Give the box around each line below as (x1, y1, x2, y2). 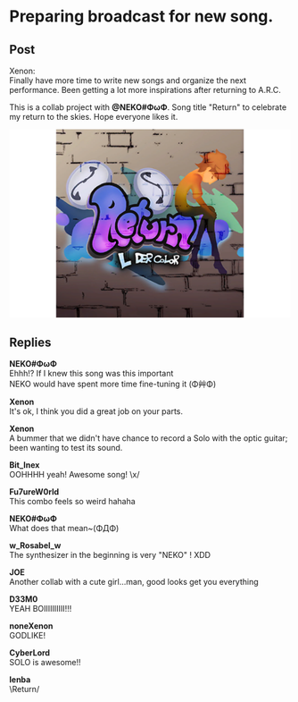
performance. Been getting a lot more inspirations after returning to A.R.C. (9, 85, 281, 95)
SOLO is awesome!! (9, 657, 82, 668)
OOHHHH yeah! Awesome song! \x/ (9, 469, 140, 480)
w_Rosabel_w (9, 540, 62, 551)
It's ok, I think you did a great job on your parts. (9, 406, 184, 417)
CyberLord (9, 647, 51, 658)
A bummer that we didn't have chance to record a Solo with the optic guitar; (9, 433, 288, 444)
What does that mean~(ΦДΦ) (9, 523, 120, 534)
